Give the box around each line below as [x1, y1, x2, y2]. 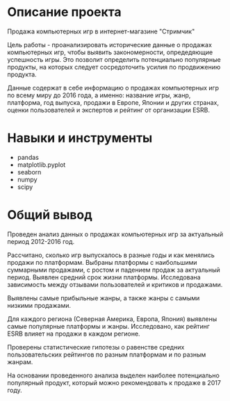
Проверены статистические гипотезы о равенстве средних [7, 343, 185, 351]
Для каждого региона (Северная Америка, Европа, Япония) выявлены [7, 314, 217, 323]
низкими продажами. [7, 301, 72, 309]
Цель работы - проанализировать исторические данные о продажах [7, 40, 212, 49]
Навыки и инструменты [7, 130, 153, 146]
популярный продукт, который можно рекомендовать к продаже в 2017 [7, 378, 221, 386]
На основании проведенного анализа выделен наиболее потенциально [7, 371, 220, 379]
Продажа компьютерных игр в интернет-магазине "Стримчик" [7, 27, 195, 35]
